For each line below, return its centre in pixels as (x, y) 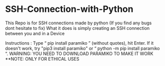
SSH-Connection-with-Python (69, 9)
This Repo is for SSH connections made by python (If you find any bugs (79, 23)
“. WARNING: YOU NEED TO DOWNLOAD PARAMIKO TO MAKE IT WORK (79, 54)
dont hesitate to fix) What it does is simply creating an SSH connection (78, 28)
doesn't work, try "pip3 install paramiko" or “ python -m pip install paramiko (82, 48)
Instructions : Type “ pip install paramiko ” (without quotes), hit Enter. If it (80, 43)
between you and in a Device (35, 33)
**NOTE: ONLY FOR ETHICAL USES (42, 59)
